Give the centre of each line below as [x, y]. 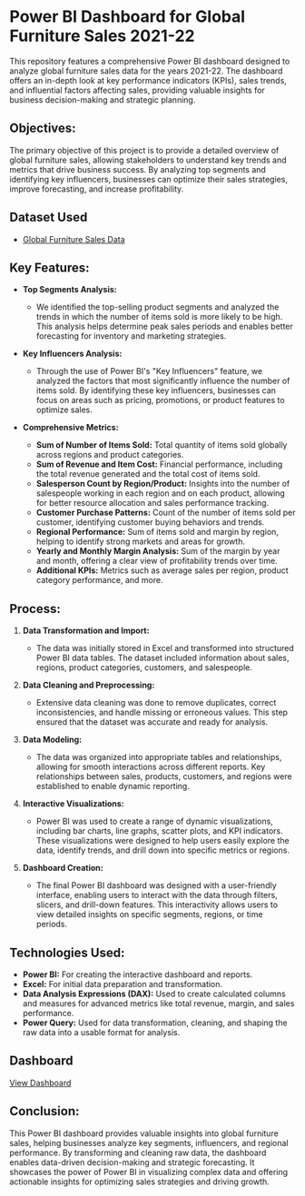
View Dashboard [40, 1082]
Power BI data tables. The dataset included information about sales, [162, 658]
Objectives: [43, 128]
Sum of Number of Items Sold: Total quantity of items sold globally [162, 445]
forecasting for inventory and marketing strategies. [131, 336]
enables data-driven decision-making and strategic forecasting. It [132, 1162]
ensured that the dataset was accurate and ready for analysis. [152, 722]
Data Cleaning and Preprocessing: [89, 685]
